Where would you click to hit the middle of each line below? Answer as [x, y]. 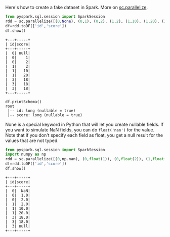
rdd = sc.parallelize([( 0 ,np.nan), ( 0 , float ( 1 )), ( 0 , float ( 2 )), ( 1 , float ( [86, 159]
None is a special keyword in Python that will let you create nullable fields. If [84, 124]
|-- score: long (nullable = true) [45, 115]
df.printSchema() [24, 102]
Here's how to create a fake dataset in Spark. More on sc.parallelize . [77, 7]
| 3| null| [18, 226]
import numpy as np [26, 154]
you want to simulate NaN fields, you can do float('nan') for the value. [80, 130]
